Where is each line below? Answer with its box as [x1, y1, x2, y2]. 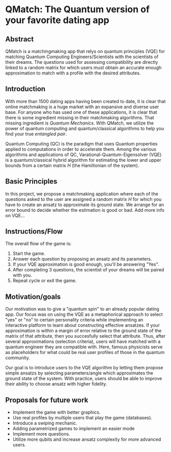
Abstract [5, 35, 34, 43]
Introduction [5, 85, 46, 93]
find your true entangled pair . [5, 131, 67, 137]
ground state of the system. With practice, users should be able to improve [5, 375, 162, 382]
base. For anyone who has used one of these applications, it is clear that [5, 109, 157, 115]
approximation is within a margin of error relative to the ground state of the [5, 328, 162, 334]
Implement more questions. [12, 431, 70, 437]
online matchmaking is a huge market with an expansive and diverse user [5, 104, 159, 110]
